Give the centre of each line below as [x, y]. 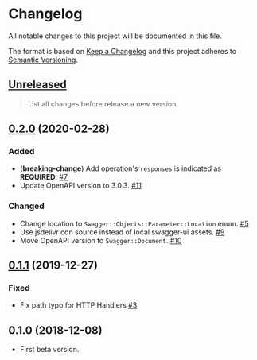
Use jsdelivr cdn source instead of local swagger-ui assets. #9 [122, 232]
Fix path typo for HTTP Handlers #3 [78, 305]
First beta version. [49, 350]
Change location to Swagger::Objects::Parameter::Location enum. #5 [134, 223]
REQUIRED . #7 [44, 177]
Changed [27, 206]
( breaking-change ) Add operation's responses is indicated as [121, 168]
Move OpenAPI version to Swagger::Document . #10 [101, 240]
